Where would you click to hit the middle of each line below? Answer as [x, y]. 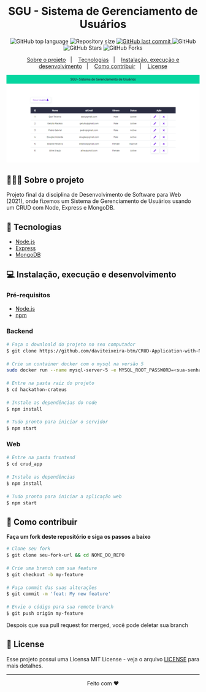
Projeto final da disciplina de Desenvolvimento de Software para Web [94, 195]
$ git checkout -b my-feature [45, 574]
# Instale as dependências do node [52, 403]
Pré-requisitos [28, 295]
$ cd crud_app [25, 464]
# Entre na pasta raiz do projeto [51, 383]
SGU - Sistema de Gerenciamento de [103, 11]
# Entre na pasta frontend [41, 458]
